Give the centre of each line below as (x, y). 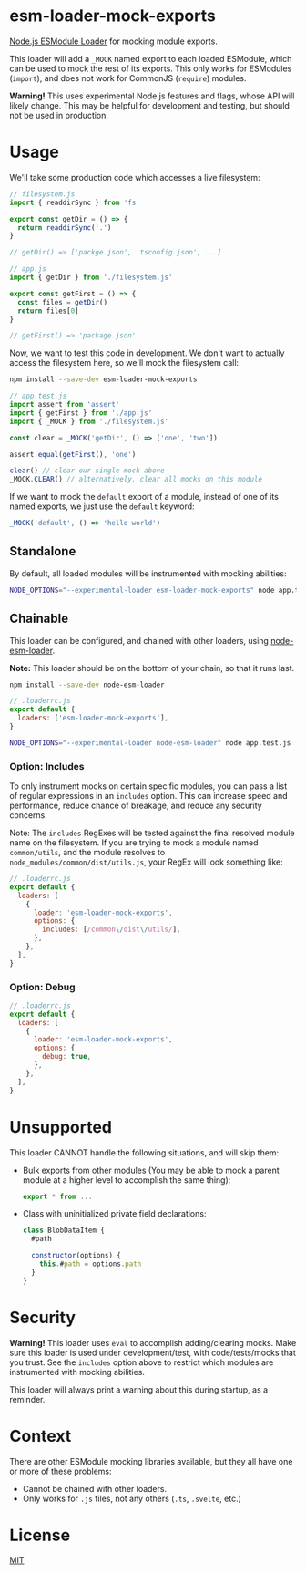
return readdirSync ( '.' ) (65, 228)
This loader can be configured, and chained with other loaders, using (139, 640)
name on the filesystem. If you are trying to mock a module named (134, 843)
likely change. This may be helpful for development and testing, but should (149, 105)
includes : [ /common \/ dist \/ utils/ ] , (112, 930)
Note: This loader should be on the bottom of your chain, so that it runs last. (152, 668)
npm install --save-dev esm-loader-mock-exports (103, 379)
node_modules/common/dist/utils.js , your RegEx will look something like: (147, 862)
